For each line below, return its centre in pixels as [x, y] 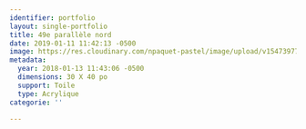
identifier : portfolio [52, 18]
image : [22, 52]
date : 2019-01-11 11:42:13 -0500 [73, 43]
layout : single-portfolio [58, 26]
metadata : [28, 60]
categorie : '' [36, 102]
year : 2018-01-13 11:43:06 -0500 [81, 69]
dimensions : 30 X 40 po [62, 77]
